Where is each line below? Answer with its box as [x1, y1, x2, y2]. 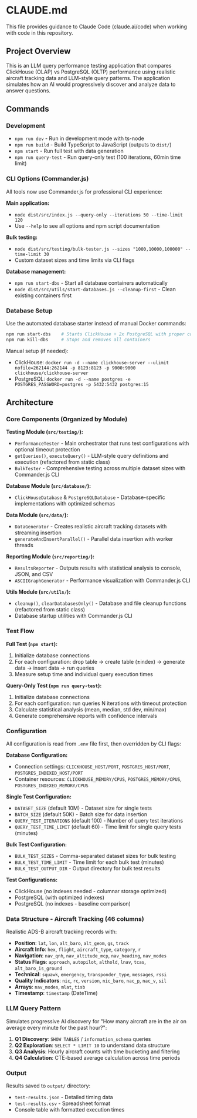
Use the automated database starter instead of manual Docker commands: [6, 320, 186, 327]
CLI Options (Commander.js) [6, 175, 89, 183]
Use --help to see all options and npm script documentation [14, 222, 160, 229]
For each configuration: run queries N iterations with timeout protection [14, 700, 187, 707]
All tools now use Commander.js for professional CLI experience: [6, 188, 162, 195]
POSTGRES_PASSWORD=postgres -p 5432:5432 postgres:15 [14, 381, 149, 387]
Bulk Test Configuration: [6, 841, 67, 848]
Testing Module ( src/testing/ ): [6, 428, 83, 435]
